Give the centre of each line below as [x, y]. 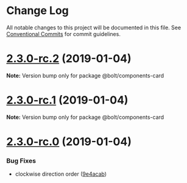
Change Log [37, 11]
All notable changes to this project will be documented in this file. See [94, 27]
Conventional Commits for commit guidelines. [63, 34]
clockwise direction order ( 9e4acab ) [61, 174]
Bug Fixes [21, 160]
